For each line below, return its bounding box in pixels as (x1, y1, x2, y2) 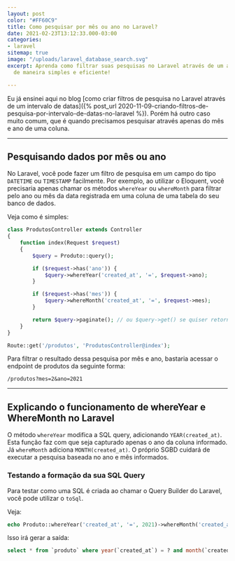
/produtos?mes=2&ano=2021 (7, 375, 83, 382)
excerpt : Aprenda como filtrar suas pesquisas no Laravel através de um (7, 62, 224, 69)
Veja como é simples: (7, 213, 69, 221)
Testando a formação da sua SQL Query (7, 471, 145, 480)
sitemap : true (7, 50, 49, 57)
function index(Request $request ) (20, 240, 120, 247)
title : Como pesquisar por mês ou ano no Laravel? (7, 23, 158, 30)
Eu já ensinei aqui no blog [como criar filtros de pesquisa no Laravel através (7, 94, 226, 102)
